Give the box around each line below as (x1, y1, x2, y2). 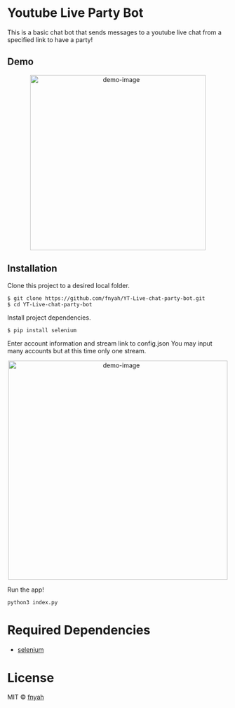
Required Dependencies (7, 622, 151, 638)
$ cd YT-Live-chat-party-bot (7, 301, 93, 308)
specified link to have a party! (7, 35, 93, 43)
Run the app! (7, 585, 44, 594)
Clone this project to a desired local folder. (7, 281, 130, 290)
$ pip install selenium (7, 327, 77, 334)
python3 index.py (7, 599, 58, 606)
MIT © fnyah (7, 693, 44, 702)
